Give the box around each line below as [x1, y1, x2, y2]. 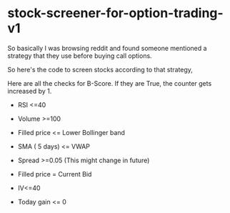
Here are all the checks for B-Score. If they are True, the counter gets [7, 79, 212, 87]
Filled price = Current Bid [17, 169, 92, 178]
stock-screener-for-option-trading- [7, 5, 224, 21]
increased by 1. [7, 86, 52, 95]
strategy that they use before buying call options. [7, 51, 152, 60]
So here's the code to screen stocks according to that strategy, [7, 65, 193, 74]
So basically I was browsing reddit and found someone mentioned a [7, 44, 207, 52]
